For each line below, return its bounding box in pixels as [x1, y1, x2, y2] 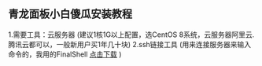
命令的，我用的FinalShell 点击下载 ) [8, 49, 122, 59]
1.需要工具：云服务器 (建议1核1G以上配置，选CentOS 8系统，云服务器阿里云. [8, 30, 255, 39]
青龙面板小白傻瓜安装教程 [8, 7, 132, 21]
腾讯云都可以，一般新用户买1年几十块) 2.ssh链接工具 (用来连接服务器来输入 [8, 39, 252, 49]
